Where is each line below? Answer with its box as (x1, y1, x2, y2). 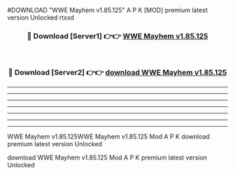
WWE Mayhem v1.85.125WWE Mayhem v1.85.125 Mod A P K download (7, 132, 210, 141)
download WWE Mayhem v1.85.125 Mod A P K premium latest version (7, 153, 208, 162)
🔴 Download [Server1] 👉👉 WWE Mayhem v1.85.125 (27, 31, 208, 41)
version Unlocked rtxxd (7, 13, 75, 22)
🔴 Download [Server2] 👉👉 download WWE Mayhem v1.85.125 (8, 68, 227, 78)
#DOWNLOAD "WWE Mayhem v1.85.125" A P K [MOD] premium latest (7, 6, 208, 14)
